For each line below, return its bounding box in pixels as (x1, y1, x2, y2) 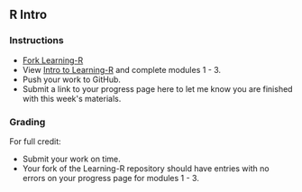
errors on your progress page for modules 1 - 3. (22, 172, 200, 183)
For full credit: (9, 135, 61, 147)
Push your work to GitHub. (22, 74, 122, 85)
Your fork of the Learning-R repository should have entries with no (22, 162, 270, 174)
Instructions (9, 34, 65, 47)
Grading (9, 115, 46, 128)
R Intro (9, 7, 48, 23)
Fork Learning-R (22, 54, 84, 66)
